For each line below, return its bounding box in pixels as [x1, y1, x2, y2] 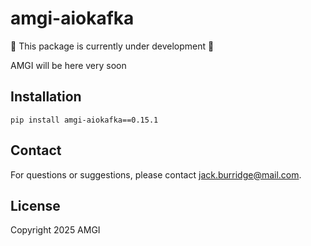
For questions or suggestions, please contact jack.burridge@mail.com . [10, 168, 302, 181]
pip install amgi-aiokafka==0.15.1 [10, 115, 159, 125]
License [10, 197, 61, 214]
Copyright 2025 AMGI [10, 224, 101, 236]
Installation [10, 88, 82, 106]
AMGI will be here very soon [10, 59, 127, 71]
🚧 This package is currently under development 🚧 [10, 40, 215, 52]
